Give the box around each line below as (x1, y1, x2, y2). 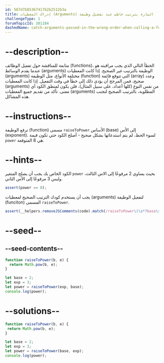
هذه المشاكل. (5, 94, 30, 100)
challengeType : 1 (5, 16, 41, 21)
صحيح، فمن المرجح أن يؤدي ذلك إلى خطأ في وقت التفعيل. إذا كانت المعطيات (5, 78, 144, 84)
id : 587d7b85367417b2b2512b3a (5, 7, 67, 12)
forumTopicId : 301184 (5, 21, 49, 26)
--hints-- (5, 154, 42, 166)
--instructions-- (5, 111, 72, 122)
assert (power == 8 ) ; (5, 185, 47, 190)
